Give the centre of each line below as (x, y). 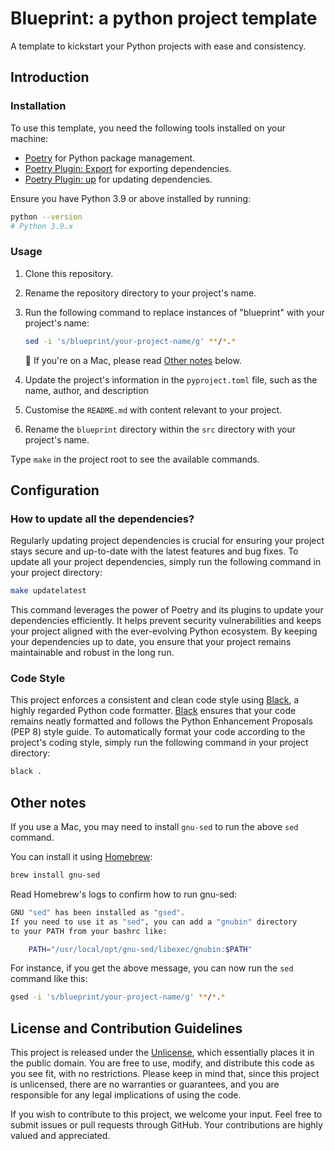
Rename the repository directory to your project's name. (140, 293)
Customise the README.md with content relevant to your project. (153, 409)
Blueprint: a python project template (164, 18)
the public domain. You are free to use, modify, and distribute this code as (162, 1063)
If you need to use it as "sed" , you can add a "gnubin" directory (154, 922)
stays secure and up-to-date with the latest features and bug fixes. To (154, 551)
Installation (38, 106)
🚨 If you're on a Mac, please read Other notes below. (133, 360)
